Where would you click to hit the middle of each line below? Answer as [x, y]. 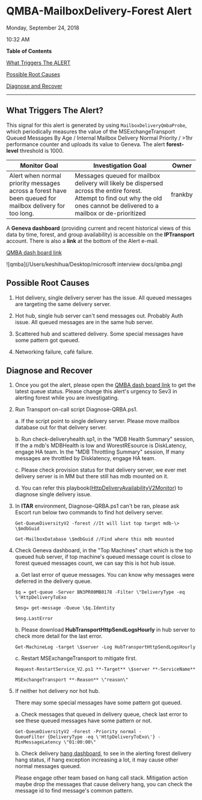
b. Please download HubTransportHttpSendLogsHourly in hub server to [105, 630]
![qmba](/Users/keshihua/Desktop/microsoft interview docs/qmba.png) [94, 264]
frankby [182, 194]
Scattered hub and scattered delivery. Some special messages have [99, 334]
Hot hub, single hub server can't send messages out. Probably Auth [99, 315]
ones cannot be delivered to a [117, 206]
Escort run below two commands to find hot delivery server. [89, 512]
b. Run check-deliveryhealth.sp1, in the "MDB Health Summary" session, [105, 439]
